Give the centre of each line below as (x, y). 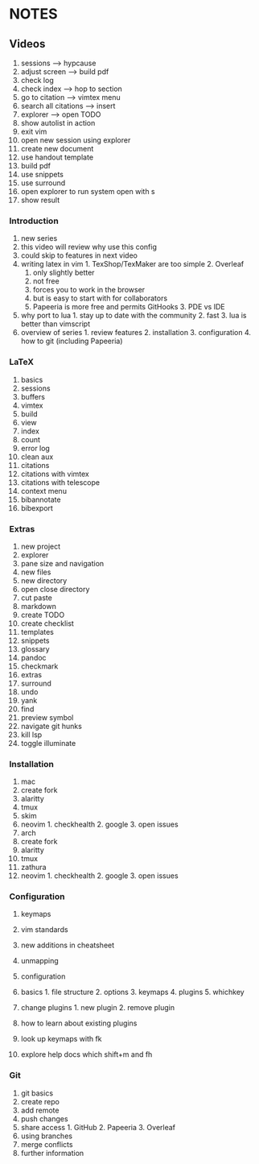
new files (36, 572)
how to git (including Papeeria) (72, 341)
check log (37, 80)
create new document (57, 149)
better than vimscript (55, 324)
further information (52, 1153)
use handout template (57, 157)
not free (46, 281)
